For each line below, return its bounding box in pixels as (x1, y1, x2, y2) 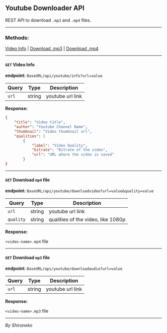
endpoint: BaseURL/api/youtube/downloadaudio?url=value (5, 265, 123, 271)
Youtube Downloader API (5, 4, 84, 12)
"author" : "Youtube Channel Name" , (14, 124, 88, 130)
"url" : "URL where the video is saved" (31, 152, 114, 157)
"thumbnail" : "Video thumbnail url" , (14, 129, 92, 134)
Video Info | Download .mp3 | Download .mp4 (5, 46, 99, 52)
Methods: (5, 34, 29, 41)
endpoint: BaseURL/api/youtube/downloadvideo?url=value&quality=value (5, 188, 154, 194)
